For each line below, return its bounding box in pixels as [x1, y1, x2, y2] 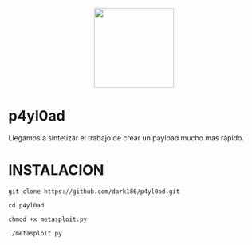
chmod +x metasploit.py [8, 215, 88, 223]
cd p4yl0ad [8, 201, 45, 209]
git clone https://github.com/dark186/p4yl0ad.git [8, 188, 180, 196]
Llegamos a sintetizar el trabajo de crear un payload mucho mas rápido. [8, 132, 245, 143]
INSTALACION [8, 161, 104, 180]
